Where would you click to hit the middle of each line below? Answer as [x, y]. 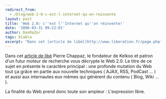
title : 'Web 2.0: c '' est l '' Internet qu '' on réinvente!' [65, 23]
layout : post [19, 19]
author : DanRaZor [23, 33]
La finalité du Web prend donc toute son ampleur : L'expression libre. [75, 91]
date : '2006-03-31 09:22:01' [35, 28]
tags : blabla [19, 37]
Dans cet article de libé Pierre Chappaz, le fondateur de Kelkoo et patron [79, 56]
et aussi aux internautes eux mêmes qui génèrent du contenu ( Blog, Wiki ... [82, 76]
